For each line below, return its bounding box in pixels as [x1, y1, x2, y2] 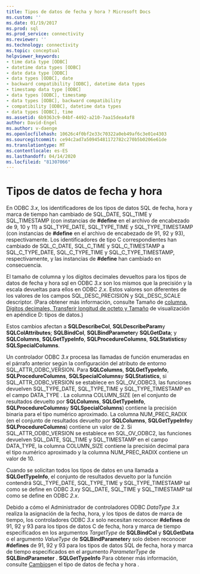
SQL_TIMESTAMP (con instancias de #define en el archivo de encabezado [6, 217, 190, 224]
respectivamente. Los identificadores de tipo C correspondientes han [6, 236, 177, 243]
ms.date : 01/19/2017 [6, 20, 58, 26]
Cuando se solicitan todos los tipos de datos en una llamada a [6, 467, 159, 474]
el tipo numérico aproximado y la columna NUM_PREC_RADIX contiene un [6, 449, 188, 456]
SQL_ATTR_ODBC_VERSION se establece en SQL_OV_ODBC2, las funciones [6, 430, 192, 437]
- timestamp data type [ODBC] [6, 87, 82, 93]
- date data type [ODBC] [6, 70, 68, 76]
